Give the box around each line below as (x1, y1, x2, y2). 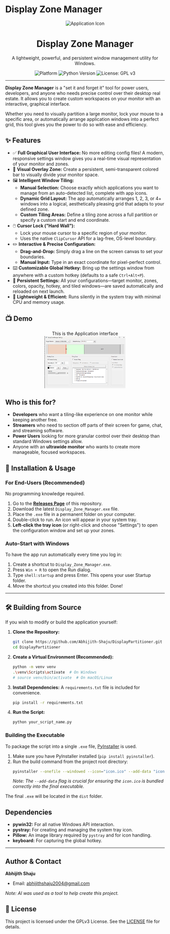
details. (5, 923, 21, 929)
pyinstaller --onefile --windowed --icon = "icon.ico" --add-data (12, 769, 151, 774)
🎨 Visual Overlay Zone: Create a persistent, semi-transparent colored (12, 166, 159, 172)
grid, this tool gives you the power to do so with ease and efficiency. (5, 121, 148, 127)
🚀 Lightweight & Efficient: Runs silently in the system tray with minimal (12, 293, 161, 300)
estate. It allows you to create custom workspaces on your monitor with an (5, 95, 161, 101)
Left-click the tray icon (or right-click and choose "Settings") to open (12, 522, 158, 528)
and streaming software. (12, 428, 64, 434)
